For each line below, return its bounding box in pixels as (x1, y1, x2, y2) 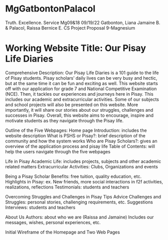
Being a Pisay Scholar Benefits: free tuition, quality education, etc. (5, 173, 142, 179)
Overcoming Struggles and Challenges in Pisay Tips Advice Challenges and (5, 193, 161, 199)
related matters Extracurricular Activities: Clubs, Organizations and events (5, 163, 158, 169)
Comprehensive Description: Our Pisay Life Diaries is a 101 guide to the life (5, 70, 159, 76)
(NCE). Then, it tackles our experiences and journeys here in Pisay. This (5, 91, 154, 97)
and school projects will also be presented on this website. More (5, 101, 138, 108)
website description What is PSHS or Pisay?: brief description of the (5, 132, 145, 138)
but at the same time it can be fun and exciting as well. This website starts (5, 80, 158, 86)
